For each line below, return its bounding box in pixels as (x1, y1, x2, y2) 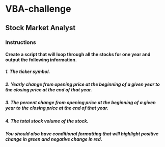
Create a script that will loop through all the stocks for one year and (5, 52, 151, 58)
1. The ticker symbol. (5, 68, 50, 75)
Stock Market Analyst (5, 23, 76, 32)
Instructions (5, 39, 37, 46)
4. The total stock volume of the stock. (5, 118, 89, 124)
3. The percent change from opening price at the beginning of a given (5, 100, 156, 106)
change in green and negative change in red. (5, 136, 103, 142)
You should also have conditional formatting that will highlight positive (5, 131, 159, 137)
